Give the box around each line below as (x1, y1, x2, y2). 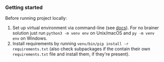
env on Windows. (12, 35, 47, 41)
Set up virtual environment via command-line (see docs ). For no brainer (12, 25, 159, 31)
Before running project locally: (5, 15, 67, 21)
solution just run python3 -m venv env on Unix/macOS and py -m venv (12, 30, 155, 36)
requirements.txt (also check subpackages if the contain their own (12, 46, 151, 52)
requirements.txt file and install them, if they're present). (12, 51, 130, 57)
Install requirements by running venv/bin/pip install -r (12, 41, 129, 47)
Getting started (5, 4, 43, 11)
